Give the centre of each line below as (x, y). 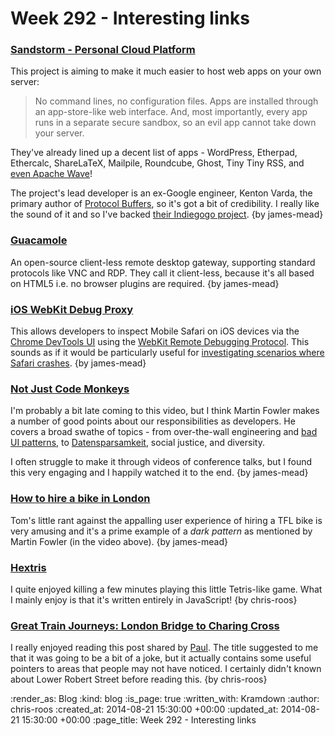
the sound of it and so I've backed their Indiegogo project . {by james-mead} (167, 214)
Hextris (28, 567)
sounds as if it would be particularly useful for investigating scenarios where (167, 353)
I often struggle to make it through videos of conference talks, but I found (161, 462)
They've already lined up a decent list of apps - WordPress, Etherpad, (154, 153)
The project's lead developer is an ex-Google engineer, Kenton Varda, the (161, 193)
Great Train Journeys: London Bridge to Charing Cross (145, 625)
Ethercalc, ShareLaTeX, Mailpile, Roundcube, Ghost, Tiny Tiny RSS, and (157, 163)
